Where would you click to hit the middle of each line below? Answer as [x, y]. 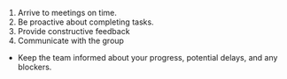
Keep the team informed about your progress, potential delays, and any [147, 57]
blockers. [35, 67]
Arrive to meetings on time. [67, 13]
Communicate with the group [70, 40]
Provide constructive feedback [74, 31]
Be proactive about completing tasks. [85, 22]
